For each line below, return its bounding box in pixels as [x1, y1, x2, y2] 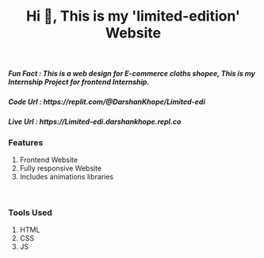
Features [8, 137, 44, 148]
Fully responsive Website [19, 164, 102, 173]
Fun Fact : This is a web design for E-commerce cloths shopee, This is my [8, 68, 256, 78]
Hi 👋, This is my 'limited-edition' [26, 7, 240, 25]
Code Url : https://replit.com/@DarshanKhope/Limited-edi [8, 97, 206, 106]
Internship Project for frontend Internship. [8, 77, 150, 87]
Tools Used [8, 206, 53, 218]
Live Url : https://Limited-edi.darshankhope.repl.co [8, 117, 182, 126]
